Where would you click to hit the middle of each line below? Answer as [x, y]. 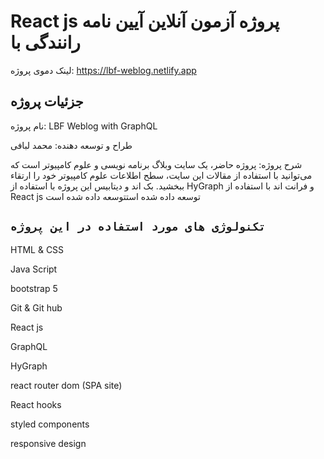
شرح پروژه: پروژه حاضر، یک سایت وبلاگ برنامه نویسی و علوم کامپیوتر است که [156, 164]
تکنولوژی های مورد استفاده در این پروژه [138, 227]
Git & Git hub [36, 307]
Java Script [34, 269]
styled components [50, 424]
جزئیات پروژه [47, 101]
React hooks [36, 404]
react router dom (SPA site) [66, 385]
